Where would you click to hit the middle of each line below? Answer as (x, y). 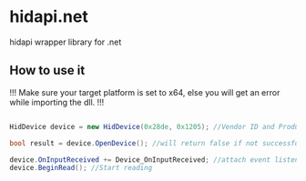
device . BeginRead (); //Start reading (81, 168)
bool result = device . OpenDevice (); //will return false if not (134, 143)
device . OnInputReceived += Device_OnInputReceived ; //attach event (140, 160)
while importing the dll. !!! (57, 102)
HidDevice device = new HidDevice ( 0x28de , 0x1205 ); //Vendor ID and (142, 126)
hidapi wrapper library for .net (66, 42)
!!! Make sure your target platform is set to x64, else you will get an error (145, 92)
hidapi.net (49, 17)
